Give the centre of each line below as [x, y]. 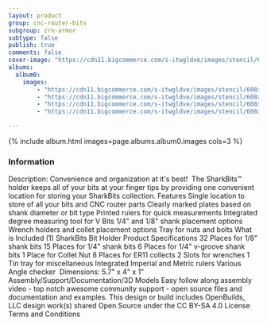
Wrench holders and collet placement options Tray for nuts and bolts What [130, 230]
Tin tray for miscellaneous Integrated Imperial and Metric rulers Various [125, 264]
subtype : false [33, 38]
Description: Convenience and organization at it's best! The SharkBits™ [125, 179]
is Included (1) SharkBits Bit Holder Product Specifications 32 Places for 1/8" [133, 238]
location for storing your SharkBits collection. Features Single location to [126, 196]
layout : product [35, 15]
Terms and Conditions [44, 314]
